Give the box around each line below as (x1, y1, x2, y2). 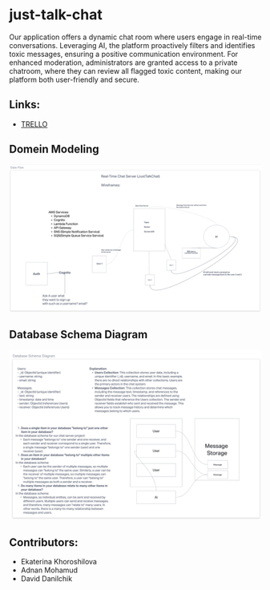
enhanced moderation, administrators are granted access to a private (9, 58, 238, 67)
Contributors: (9, 535, 79, 549)
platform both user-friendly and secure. (9, 75, 139, 84)
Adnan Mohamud (20, 565, 79, 575)
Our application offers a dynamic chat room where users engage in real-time (9, 32, 262, 42)
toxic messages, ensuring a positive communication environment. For (9, 49, 239, 59)
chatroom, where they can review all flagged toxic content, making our (9, 66, 243, 75)
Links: (9, 98, 41, 111)
